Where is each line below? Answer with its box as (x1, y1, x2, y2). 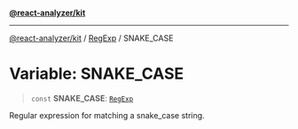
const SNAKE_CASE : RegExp (30, 93, 134, 103)
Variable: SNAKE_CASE (9, 64, 184, 84)
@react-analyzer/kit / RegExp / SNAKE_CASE (9, 33, 174, 43)
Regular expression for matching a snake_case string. (9, 110, 206, 120)
